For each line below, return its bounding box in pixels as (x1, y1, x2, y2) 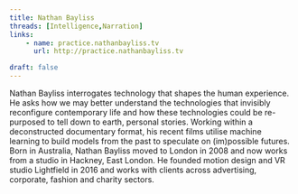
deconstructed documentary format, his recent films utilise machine (9, 126, 262, 136)
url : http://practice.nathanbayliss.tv (33, 47, 183, 56)
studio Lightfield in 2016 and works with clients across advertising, (9, 164, 257, 175)
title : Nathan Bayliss (9, 13, 95, 23)
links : (9, 30, 34, 39)
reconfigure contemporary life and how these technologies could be (9, 107, 264, 117)
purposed (9, 116, 46, 127)
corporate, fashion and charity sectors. (9, 174, 155, 185)
